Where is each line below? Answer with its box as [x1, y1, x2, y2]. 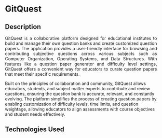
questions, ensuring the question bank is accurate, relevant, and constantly [5, 91, 155, 97]
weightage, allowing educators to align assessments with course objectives [5, 106, 155, 112]
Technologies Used [5, 125, 64, 134]
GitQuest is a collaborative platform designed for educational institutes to [5, 35, 157, 41]
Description [5, 23, 41, 31]
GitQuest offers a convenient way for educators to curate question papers [5, 66, 157, 72]
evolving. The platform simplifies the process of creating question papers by [5, 96, 157, 102]
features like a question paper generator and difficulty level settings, [5, 61, 157, 67]
